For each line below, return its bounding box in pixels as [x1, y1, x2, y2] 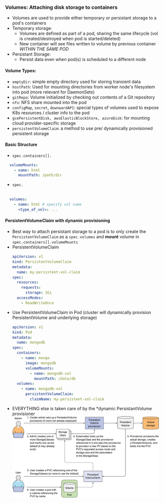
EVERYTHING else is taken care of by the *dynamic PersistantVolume [12, 405, 152, 411]
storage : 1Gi [25, 290, 52, 295]
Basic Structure [5, 142, 38, 147]
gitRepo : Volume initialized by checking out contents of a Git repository [12, 94, 155, 100]
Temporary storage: [12, 25, 52, 31]
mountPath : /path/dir [18, 173, 62, 178]
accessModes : [17, 295, 43, 300]
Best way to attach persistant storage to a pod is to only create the [12, 229, 146, 234]
